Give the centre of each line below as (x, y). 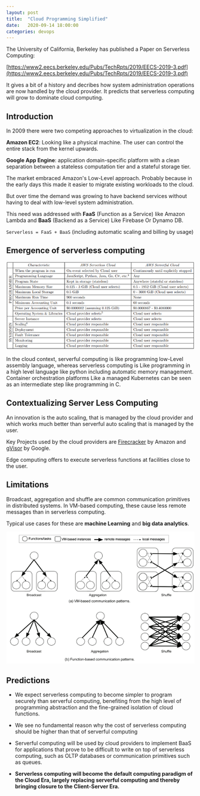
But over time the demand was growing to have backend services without (97, 196)
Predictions (28, 680)
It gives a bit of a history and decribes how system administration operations (100, 85)
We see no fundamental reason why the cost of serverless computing (101, 726)
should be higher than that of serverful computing (76, 732)
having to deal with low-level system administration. (70, 202)
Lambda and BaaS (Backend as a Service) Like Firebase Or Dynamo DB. (95, 220)
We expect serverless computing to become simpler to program (93, 695)
